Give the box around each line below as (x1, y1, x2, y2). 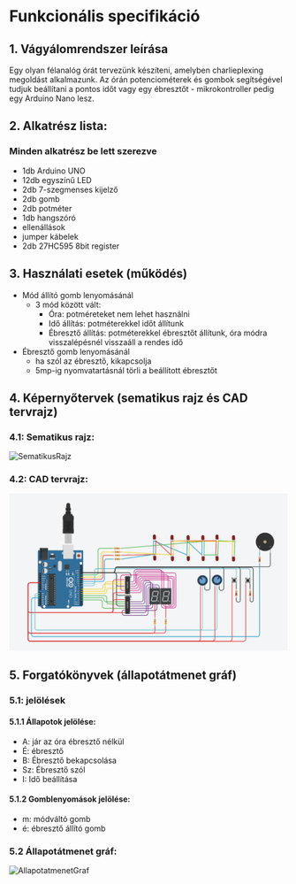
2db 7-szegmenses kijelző (21, 184, 118, 195)
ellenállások (21, 221, 66, 232)
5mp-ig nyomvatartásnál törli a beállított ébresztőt (34, 365, 218, 375)
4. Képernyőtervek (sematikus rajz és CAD (9, 390, 248, 405)
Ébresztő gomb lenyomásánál (21, 346, 131, 357)
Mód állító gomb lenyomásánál (21, 289, 134, 300)
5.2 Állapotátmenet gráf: (9, 845, 118, 857)
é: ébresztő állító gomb (21, 823, 106, 834)
